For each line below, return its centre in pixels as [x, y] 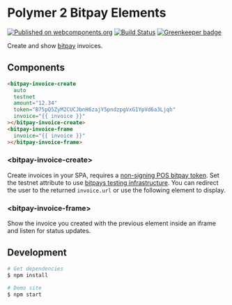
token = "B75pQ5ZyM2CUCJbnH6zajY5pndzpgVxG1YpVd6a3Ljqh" [95, 110]
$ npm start [24, 295]
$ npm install [28, 275]
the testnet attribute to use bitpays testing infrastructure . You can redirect [113, 182]
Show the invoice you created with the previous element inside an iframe [111, 223]
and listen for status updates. [49, 231]
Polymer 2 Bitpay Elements [87, 13]
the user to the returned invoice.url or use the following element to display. [116, 190]
